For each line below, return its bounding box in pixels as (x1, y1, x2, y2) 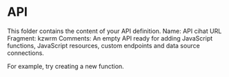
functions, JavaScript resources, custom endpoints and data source (7, 41, 200, 49)
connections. (7, 49, 45, 57)
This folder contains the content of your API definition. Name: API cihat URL (7, 27, 222, 35)
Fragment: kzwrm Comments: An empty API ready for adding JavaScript (7, 34, 213, 42)
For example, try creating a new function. (7, 62, 124, 70)
